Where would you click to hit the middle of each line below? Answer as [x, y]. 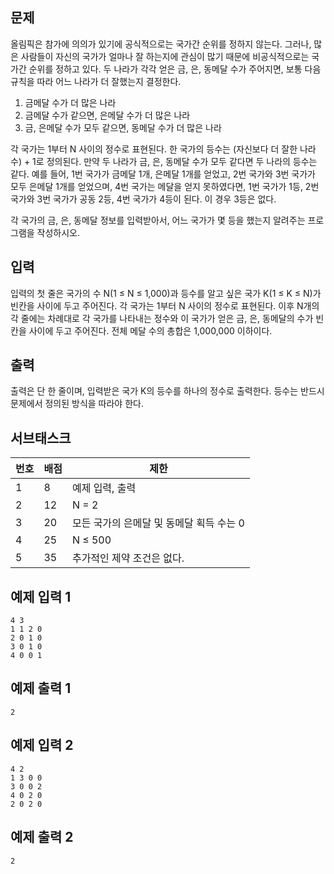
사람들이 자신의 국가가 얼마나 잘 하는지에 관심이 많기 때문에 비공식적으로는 [165, 56]
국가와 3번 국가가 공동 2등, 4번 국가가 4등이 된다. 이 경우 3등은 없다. [143, 199]
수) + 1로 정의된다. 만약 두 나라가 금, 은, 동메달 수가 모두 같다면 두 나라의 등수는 [164, 161]
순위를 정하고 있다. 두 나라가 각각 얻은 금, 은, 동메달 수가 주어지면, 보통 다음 [175, 69]
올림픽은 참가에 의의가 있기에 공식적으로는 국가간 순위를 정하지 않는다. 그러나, [161, 44]
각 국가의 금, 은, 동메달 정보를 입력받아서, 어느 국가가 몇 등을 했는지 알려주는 [158, 220]
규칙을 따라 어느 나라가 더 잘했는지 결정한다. [96, 81]
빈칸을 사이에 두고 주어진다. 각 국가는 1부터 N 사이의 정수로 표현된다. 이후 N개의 [165, 305]
